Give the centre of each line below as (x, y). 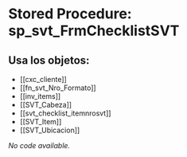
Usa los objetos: (49, 60)
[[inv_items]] (40, 96)
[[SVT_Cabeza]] (46, 105)
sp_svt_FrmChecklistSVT (94, 31)
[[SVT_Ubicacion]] (50, 130)
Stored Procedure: (70, 14)
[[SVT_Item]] (41, 122)
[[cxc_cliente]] (43, 79)
